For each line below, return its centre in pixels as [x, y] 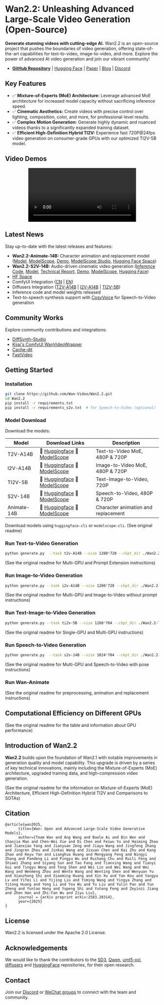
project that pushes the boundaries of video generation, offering [70, 48]
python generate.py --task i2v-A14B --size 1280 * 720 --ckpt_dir [72, 586]
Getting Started [29, 370]
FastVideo [22, 355]
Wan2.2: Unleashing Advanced [70, 9]
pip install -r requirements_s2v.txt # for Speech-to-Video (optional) [81, 407]
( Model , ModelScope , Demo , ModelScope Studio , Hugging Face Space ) [84, 261]
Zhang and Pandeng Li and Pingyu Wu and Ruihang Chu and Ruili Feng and [81, 859]
